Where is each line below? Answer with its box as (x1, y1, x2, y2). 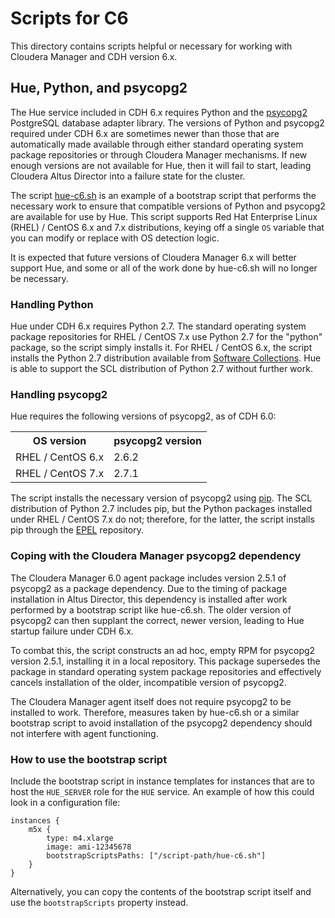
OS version (32, 434, 87, 448)
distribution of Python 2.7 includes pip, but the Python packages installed (10, 503, 313, 515)
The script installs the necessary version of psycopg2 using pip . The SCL (10, 492, 313, 504)
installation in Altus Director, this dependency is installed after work (10, 593, 288, 605)
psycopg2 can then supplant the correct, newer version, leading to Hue (10, 614, 305, 626)
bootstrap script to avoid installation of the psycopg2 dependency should (10, 717, 313, 729)
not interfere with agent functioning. (10, 727, 159, 739)
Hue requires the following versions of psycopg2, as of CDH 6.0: (10, 410, 277, 422)
